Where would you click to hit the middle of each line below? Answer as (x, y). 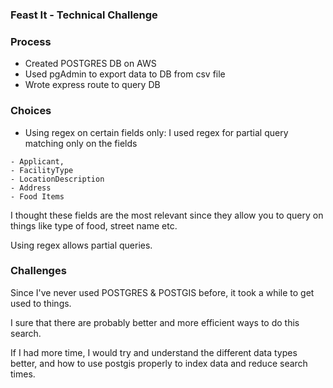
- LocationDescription (57, 179)
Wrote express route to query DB (92, 85)
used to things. (41, 303)
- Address (31, 188)
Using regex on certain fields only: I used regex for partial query (156, 132)
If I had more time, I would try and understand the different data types (154, 352)
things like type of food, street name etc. (94, 225)
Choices (31, 111)
